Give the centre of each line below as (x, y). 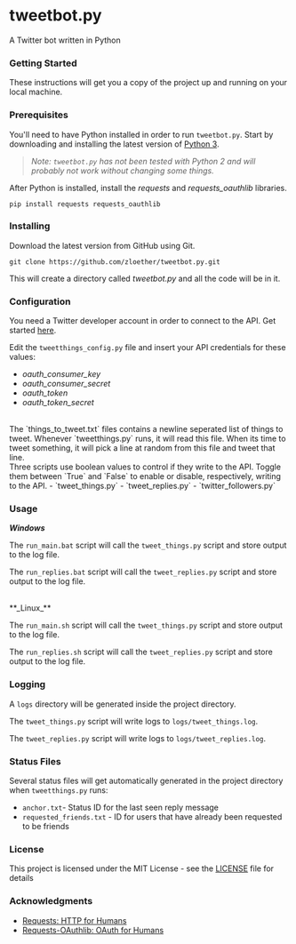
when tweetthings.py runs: (59, 790)
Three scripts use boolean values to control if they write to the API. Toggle (145, 467)
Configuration (40, 301)
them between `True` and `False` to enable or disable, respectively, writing (145, 476)
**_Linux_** (30, 608)
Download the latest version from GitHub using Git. (102, 245)
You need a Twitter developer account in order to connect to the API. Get (143, 321)
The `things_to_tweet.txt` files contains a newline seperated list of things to (146, 429)
